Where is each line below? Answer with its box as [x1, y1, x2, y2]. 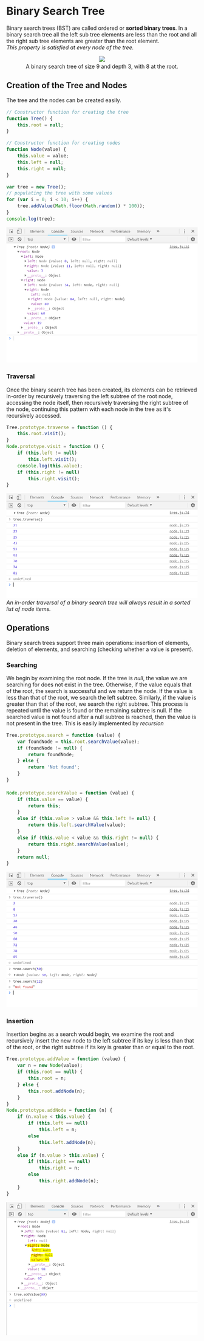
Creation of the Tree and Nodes [6, 80, 127, 91]
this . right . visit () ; [28, 475, 80, 481]
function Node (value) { [6, 147, 67, 153]
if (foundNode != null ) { [17, 745, 83, 751]
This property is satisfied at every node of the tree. [6, 44, 134, 51]
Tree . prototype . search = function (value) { [6, 732, 121, 738]
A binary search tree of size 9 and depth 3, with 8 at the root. [25, 63, 178, 70]
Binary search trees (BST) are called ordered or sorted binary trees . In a [6, 24, 188, 32]
